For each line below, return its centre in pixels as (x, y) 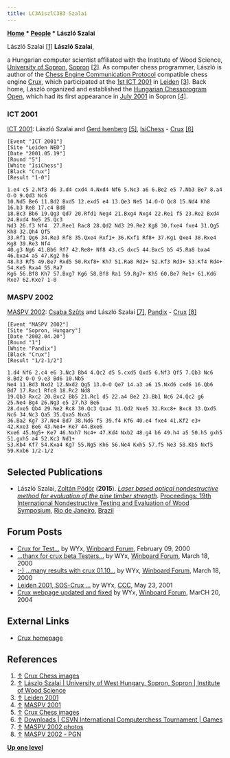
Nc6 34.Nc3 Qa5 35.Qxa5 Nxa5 (49, 415)
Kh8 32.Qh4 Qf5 (29, 232)
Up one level (25, 748)
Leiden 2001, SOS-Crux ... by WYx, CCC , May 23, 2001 (95, 585)
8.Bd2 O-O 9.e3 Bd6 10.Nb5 (46, 379)
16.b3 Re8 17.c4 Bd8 (37, 208)
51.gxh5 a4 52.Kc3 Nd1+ (41, 439)
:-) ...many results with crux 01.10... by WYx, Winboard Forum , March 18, (119, 570)
